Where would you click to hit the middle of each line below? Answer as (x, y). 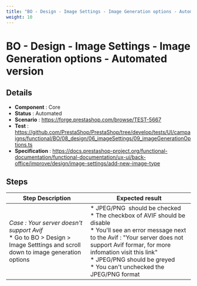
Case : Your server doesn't (46, 223)
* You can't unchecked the (127, 267)
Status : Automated (38, 113)
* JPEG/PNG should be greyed (133, 260)
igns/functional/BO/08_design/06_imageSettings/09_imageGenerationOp (103, 138)
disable (100, 223)
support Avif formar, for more (130, 245)
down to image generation (45, 252)
